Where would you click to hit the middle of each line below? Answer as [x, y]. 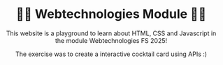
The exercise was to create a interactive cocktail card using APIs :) [111, 54]
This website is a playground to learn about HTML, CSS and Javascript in [111, 33]
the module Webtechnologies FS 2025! [111, 40]
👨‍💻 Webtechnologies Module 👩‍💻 [111, 14]
